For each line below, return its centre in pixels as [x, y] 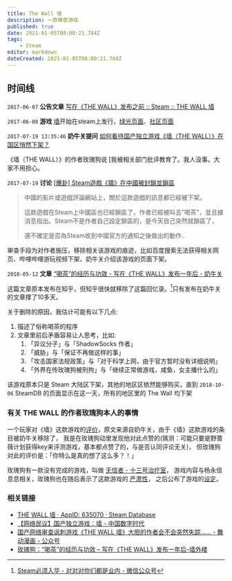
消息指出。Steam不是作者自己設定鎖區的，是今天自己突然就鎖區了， [121, 221]
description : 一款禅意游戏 [43, 20]
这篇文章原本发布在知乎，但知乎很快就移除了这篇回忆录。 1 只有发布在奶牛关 [114, 288]
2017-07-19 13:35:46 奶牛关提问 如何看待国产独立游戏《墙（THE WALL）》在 [116, 136]
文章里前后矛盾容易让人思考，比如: [66, 335]
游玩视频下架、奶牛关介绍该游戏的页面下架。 [107, 259]
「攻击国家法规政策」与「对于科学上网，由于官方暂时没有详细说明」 [124, 361]
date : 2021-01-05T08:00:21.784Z [54, 33]
